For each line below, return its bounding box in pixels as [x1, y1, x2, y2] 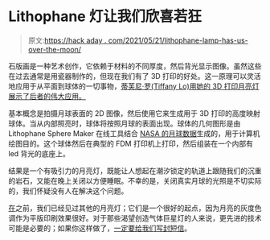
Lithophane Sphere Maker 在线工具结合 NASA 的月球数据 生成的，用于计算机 [8, 128, 260, 138]
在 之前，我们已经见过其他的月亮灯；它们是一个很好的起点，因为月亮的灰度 [8, 203, 255, 213]
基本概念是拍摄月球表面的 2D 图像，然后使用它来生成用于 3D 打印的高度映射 [8, 108, 261, 118]
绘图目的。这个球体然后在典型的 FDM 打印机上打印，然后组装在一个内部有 [8, 139, 253, 148]
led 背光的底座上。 [8, 148, 71, 158]
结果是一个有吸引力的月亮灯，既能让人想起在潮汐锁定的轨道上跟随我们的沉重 [8, 166, 262, 176]
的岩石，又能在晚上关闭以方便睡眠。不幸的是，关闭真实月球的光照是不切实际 [8, 176, 262, 185]
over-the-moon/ [27, 44, 82, 54]
